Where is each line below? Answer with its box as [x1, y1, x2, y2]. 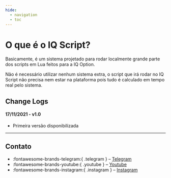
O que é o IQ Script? [5, 39, 91, 51]
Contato [5, 142, 32, 151]
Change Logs [5, 97, 48, 105]
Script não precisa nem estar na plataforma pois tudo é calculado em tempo [5, 77, 165, 83]
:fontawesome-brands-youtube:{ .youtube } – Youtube [12, 161, 127, 167]
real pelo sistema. [5, 82, 42, 88]
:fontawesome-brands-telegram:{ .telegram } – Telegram [12, 155, 132, 162]
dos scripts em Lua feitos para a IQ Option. [5, 61, 95, 68]
